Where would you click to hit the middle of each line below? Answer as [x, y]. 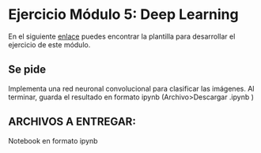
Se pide [27, 70]
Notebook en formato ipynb [53, 140]
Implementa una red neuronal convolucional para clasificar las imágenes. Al [131, 88]
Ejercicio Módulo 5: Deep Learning [123, 15]
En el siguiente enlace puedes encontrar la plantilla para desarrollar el [122, 36]
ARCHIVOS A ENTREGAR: [72, 122]
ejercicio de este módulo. [49, 44]
